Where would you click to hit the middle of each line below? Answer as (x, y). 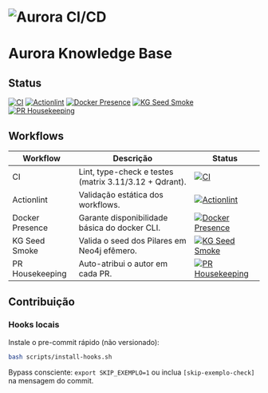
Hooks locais (34, 325)
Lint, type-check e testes (126, 172)
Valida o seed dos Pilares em (132, 241)
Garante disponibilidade (123, 218)
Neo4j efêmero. (108, 250)
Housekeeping (39, 274)
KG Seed (29, 241)
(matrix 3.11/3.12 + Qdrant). (132, 182)
